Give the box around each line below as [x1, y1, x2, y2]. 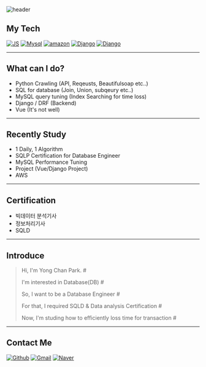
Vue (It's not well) [15, 106, 60, 113]
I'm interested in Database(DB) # [21, 279, 104, 286]
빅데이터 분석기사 [15, 212, 57, 220]
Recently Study [6, 129, 66, 140]
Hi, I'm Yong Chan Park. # [21, 267, 87, 274]
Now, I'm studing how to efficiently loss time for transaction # [21, 314, 177, 322]
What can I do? [6, 63, 65, 74]
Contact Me [6, 338, 52, 348]
